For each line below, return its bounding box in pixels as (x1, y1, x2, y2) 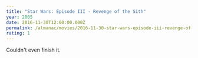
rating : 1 (6, 30, 31, 36)
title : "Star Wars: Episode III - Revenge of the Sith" (6, 8, 146, 15)
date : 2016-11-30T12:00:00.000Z (6, 19, 85, 25)
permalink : (6, 25, 33, 31)
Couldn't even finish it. (6, 46, 61, 53)
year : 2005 (6, 14, 33, 20)
